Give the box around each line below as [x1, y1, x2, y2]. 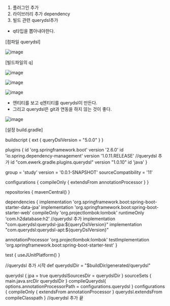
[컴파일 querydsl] [5, 39, 41, 45]
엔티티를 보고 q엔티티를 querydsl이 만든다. [12, 100, 97, 106]
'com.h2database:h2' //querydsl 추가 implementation [5, 216, 116, 222]
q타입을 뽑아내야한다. [12, 28, 55, 34]
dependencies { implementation [5, 199, 72, 205]
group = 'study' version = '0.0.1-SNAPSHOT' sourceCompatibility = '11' [5, 169, 153, 175]
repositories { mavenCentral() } [5, 189, 70, 195]
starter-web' [5, 210, 31, 216]
